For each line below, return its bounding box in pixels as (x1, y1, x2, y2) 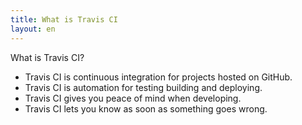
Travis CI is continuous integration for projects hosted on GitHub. (24, 71, 293, 83)
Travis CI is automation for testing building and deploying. (24, 81, 263, 93)
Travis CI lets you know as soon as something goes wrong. (24, 102, 268, 115)
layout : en (10, 24, 56, 34)
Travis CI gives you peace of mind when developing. (24, 92, 242, 104)
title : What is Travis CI (10, 14, 118, 25)
